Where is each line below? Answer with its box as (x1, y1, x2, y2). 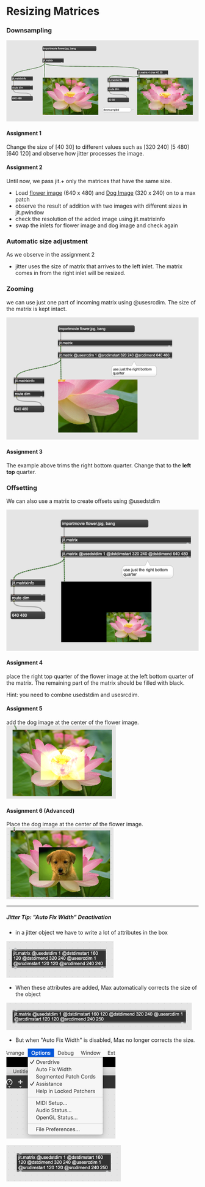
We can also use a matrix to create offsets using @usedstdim (6, 497, 160, 505)
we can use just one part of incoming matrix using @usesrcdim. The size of (6, 298, 196, 306)
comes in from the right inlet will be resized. (15, 269, 126, 277)
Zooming (6, 285, 34, 293)
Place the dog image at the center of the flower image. (6, 821, 143, 828)
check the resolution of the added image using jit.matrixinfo (15, 216, 165, 223)
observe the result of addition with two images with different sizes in (15, 202, 188, 209)
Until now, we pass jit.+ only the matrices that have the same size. (6, 178, 172, 185)
